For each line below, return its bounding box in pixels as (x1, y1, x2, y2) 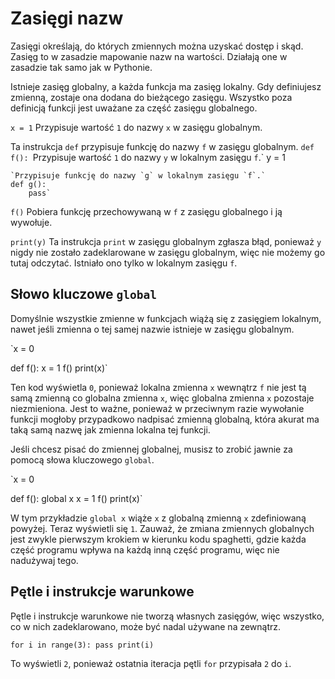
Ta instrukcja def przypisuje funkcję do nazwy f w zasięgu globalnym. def (10, 140, 315, 152)
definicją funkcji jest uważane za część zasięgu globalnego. (10, 102, 258, 114)
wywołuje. (10, 216, 53, 228)
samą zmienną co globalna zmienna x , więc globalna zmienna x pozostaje (10, 392, 315, 404)
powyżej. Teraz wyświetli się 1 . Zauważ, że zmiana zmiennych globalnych (10, 522, 315, 534)
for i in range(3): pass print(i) (10, 640, 155, 650)
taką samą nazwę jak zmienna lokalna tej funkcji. (10, 423, 211, 436)
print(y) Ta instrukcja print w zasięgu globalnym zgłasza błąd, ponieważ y (10, 235, 322, 247)
